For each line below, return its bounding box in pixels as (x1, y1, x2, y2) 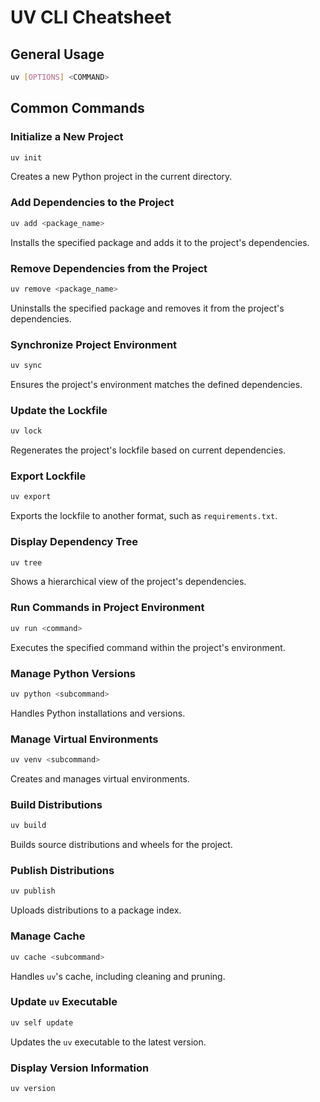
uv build (10, 821, 47, 831)
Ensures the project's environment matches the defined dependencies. (10, 378, 303, 390)
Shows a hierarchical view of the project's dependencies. (10, 576, 247, 588)
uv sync (10, 361, 43, 371)
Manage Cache (10, 929, 86, 943)
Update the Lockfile (10, 403, 108, 417)
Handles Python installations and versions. (10, 707, 186, 719)
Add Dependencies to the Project (10, 196, 175, 210)
